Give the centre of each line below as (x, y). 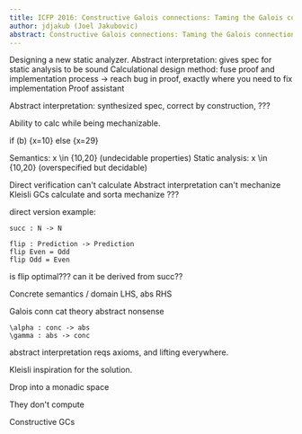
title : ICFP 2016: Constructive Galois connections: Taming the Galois (146, 18)
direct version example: (53, 212)
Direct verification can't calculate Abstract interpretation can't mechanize (145, 185)
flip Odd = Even (40, 260)
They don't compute (47, 404)
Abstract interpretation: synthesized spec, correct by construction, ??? (140, 106)
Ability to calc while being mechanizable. (85, 123)
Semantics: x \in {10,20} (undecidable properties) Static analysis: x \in (138, 158)
